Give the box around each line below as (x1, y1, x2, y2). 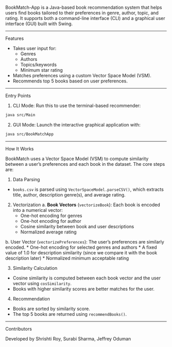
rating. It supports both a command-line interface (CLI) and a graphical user (5, 15, 165, 21)
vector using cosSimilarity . (12, 280, 72, 286)
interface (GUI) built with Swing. (5, 20, 73, 27)
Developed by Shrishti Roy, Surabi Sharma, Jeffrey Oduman (5, 335, 132, 342)
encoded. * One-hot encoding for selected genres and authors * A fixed (5, 244, 157, 250)
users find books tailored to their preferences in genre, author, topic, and (5, 10, 159, 16)
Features (5, 35, 24, 41)
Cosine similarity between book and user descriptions (20, 223, 134, 229)
